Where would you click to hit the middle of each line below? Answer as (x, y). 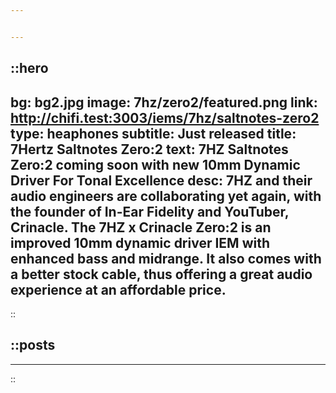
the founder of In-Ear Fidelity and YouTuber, (150, 211)
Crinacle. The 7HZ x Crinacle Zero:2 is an (141, 227)
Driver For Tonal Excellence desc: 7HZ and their (161, 180)
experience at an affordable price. (118, 289)
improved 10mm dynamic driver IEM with (140, 242)
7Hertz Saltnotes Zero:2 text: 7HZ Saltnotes (149, 149)
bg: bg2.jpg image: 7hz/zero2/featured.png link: (164, 102)
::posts (33, 345)
